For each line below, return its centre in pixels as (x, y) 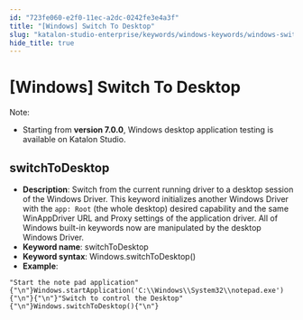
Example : (40, 266)
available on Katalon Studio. (74, 140)
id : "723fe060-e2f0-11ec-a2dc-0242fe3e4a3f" (94, 18)
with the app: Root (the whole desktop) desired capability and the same (156, 209)
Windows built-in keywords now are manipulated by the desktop (142, 228)
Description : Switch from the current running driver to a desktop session (158, 189)
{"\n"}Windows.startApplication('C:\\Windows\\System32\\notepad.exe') (147, 290)
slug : (19, 34)
